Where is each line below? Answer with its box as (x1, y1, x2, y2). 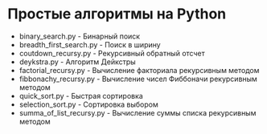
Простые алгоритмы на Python (7, 5, 227, 23)
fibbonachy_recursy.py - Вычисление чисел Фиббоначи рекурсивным (18, 74, 258, 83)
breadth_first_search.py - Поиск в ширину (18, 39, 162, 49)
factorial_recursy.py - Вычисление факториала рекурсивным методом (18, 65, 260, 75)
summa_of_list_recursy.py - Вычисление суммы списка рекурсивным (18, 108, 257, 117)
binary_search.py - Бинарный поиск (18, 31, 141, 41)
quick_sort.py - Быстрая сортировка (18, 91, 144, 100)
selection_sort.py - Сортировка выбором (18, 99, 158, 109)
